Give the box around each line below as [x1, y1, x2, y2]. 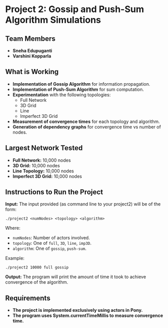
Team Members [5, 34, 55, 43]
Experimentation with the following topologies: [12, 92, 111, 98]
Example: [5, 255, 25, 261]
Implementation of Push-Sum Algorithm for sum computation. [12, 86, 144, 92]
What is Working [5, 68, 59, 76]
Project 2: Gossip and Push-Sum [5, 4, 144, 15]
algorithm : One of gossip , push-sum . [12, 245, 87, 251]
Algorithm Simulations [5, 14, 101, 26]
